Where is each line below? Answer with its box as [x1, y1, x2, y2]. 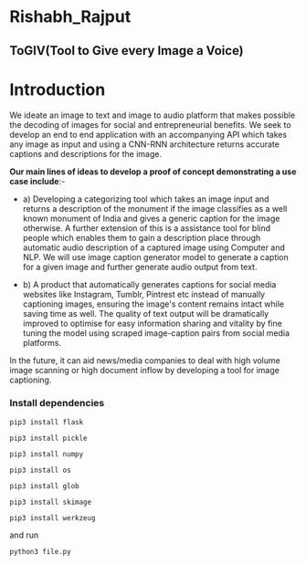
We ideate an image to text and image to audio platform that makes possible [9, 110, 296, 120]
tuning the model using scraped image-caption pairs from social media [22, 327, 290, 339]
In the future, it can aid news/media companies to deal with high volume [9, 354, 280, 366]
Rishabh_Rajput [9, 6, 132, 27]
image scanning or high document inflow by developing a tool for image [9, 364, 280, 375]
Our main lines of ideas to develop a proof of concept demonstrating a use [9, 166, 297, 177]
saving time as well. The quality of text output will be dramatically [22, 308, 269, 319]
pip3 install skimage [9, 497, 92, 507]
